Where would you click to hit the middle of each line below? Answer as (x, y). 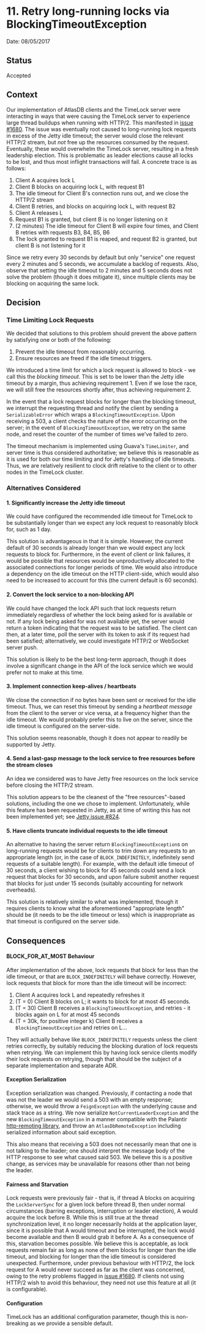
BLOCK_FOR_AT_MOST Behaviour (50, 956)
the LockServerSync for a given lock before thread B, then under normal (96, 1205)
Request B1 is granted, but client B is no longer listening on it (91, 219)
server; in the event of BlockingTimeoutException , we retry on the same (96, 428)
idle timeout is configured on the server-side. (63, 726)
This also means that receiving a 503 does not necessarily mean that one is (102, 1144)
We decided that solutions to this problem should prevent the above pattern (102, 333)
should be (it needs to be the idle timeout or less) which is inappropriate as (101, 915)
